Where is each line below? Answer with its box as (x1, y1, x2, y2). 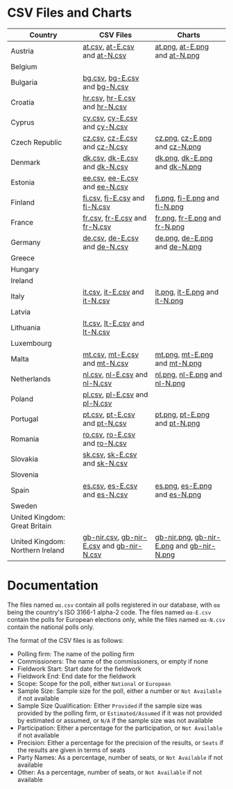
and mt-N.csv (83, 358, 129, 368)
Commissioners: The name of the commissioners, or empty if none (17, 657, 209, 665)
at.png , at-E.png (155, 42, 209, 51)
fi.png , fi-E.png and (155, 193, 220, 202)
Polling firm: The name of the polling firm (17, 649, 135, 658)
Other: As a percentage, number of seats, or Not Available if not (17, 767, 202, 776)
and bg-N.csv (83, 81, 129, 91)
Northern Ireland (10, 545, 64, 555)
